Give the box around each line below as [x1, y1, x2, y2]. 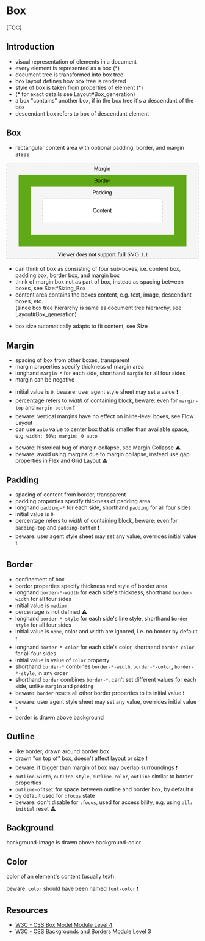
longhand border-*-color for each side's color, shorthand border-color [15, 643, 195, 651]
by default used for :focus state [15, 792, 95, 799]
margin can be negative [15, 376, 75, 383]
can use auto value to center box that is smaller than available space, [15, 426, 189, 433]
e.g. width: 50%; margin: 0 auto [15, 432, 98, 440]
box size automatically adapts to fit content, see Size [15, 322, 148, 330]
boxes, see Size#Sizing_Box [15, 285, 86, 292]
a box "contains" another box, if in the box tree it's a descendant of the [15, 97, 194, 104]
